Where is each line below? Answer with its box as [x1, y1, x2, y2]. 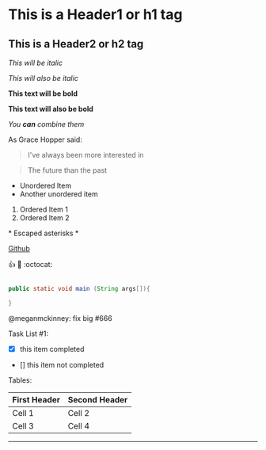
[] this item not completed [19, 360, 104, 369]
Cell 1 [12, 407, 34, 418]
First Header [12, 394, 61, 405]
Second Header [67, 394, 128, 405]
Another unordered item [19, 189, 99, 199]
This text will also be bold [8, 105, 93, 113]
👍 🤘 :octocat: [8, 260, 53, 269]
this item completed [19, 344, 85, 353]
